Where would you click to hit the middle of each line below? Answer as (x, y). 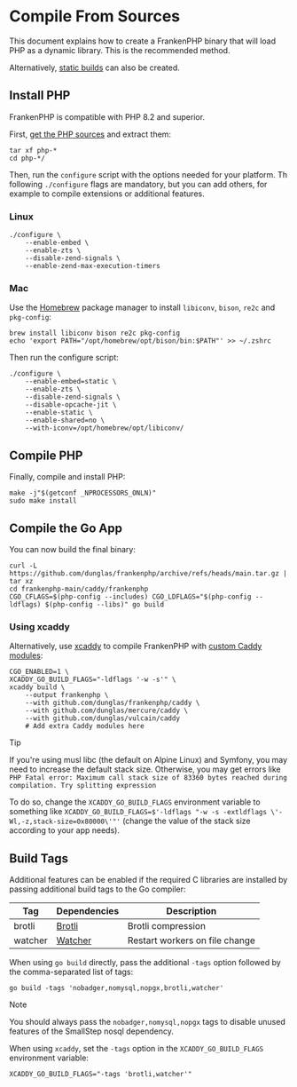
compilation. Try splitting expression (83, 786)
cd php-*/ (27, 158)
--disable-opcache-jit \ (71, 405)
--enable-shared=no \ (65, 421)
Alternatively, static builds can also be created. (94, 67)
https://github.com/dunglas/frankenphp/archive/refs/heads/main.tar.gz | (148, 573)
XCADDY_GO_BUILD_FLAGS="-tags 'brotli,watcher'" (101, 1075)
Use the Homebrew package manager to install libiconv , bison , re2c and (142, 307)
